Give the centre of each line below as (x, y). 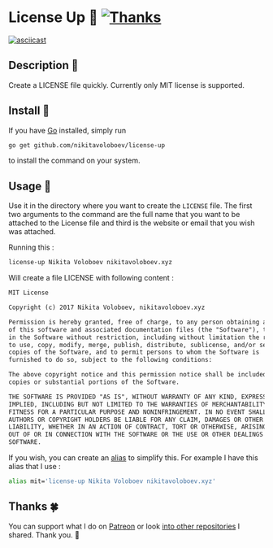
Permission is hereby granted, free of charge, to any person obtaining (134, 322)
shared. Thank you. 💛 (44, 535)
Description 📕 (43, 65)
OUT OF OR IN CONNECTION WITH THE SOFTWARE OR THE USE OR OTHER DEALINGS (136, 435)
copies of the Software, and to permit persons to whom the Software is (134, 352)
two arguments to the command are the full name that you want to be (124, 215)
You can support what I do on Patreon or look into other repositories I (124, 526)
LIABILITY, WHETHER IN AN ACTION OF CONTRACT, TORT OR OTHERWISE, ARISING (138, 427)
